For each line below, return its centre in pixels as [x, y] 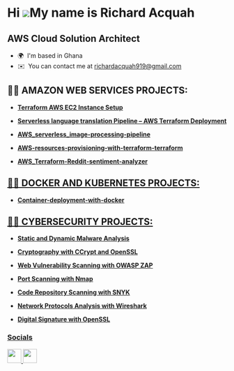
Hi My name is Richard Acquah [101, 13]
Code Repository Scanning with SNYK [73, 292]
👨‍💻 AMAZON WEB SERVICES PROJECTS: [97, 91]
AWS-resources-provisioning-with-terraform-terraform [100, 148]
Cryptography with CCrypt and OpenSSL [77, 252]
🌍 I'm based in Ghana [50, 56]
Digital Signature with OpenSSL [64, 319]
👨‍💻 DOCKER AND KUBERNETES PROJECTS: [103, 183]
